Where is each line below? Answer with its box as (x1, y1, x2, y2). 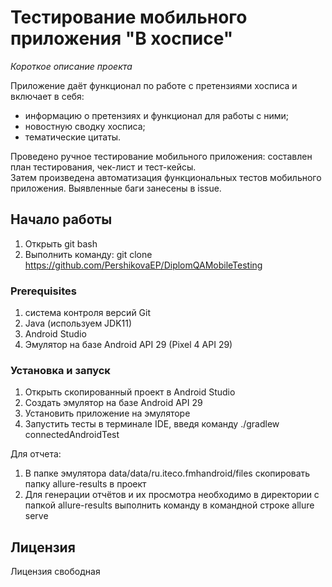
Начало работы (10, 211, 113, 228)
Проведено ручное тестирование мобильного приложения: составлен (10, 150, 313, 162)
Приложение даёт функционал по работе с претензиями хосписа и (10, 79, 298, 91)
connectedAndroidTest (24, 429, 120, 441)
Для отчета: (10, 448, 62, 460)
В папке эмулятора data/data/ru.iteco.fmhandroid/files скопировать (24, 467, 311, 480)
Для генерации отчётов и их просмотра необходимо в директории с (24, 489, 320, 501)
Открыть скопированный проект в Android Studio (24, 386, 236, 398)
